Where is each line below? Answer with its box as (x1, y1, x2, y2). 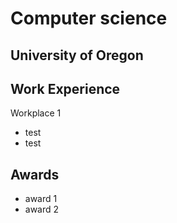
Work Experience (10, 80, 121, 97)
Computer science (10, 7, 168, 30)
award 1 (24, 193, 58, 205)
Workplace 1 (10, 107, 62, 119)
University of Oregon (10, 47, 144, 64)
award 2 (24, 203, 60, 216)
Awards (10, 166, 60, 183)
